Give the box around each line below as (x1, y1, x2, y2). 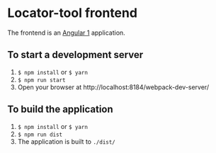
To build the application (7, 103, 113, 115)
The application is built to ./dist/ (17, 137, 115, 146)
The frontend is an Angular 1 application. (7, 28, 125, 37)
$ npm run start (17, 76, 66, 84)
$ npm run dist (17, 131, 63, 138)
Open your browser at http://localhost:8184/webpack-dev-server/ (17, 83, 210, 91)
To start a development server (7, 49, 144, 61)
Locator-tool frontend (7, 5, 138, 21)
